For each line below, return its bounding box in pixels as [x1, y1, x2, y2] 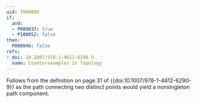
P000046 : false [12, 43, 51, 49]
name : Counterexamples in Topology [12, 60, 102, 66]
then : [6, 37, 20, 43]
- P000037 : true [12, 26, 53, 32]
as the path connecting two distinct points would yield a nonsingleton [15, 83, 190, 90]
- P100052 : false [12, 32, 56, 38]
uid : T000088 [6, 9, 40, 15]
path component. [6, 90, 50, 97]
